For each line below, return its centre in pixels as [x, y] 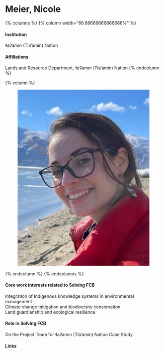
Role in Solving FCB [26, 323]
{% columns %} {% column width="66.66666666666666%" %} [71, 23]
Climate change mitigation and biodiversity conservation [63, 307]
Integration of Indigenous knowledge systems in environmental [70, 296]
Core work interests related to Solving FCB [50, 285]
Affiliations [17, 57]
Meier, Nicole [33, 9]
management [19, 301]
